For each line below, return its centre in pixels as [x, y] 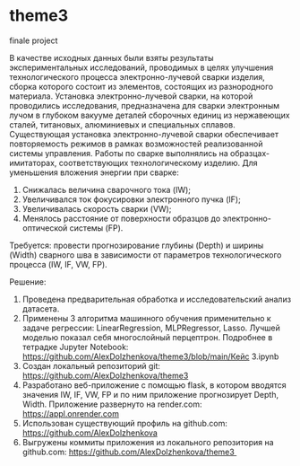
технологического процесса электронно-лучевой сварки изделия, [137, 76]
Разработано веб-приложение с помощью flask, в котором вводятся [154, 385]
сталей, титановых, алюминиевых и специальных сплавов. [122, 124]
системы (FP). [96, 228]
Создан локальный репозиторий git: [91, 365]
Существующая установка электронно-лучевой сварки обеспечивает [144, 134]
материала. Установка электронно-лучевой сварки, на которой [131, 96]
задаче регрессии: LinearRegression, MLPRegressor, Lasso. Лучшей [151, 328]
